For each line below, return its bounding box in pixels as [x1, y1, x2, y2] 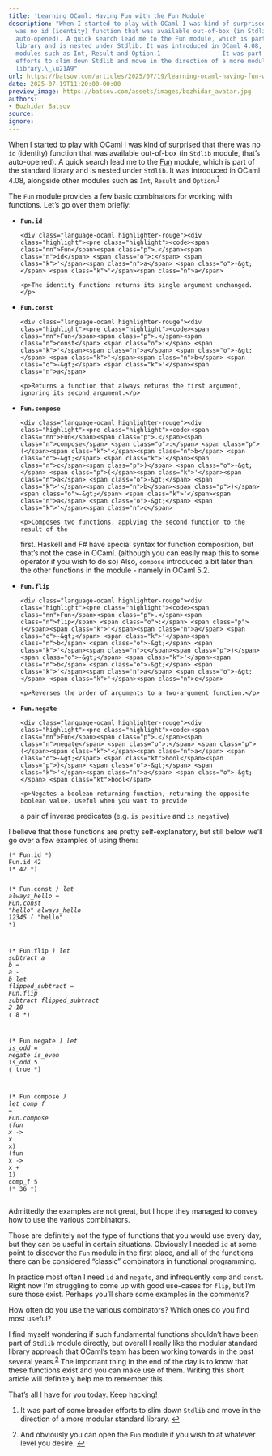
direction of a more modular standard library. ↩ [19, 1414, 180, 1424]
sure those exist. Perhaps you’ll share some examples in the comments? [8, 1289, 249, 1299]
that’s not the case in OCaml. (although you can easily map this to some [19, 548, 260, 558]
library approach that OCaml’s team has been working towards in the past [8, 1347, 254, 1356]
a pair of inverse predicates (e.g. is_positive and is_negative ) [19, 811, 230, 820]
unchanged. [215, 280, 253, 289]
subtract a [8, 954, 45, 962]
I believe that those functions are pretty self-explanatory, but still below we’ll [8, 826, 263, 836]
